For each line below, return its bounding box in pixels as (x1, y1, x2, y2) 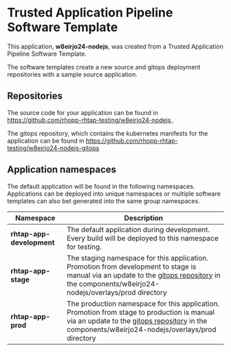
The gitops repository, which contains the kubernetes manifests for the (7, 129, 208, 137)
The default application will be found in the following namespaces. (7, 182, 195, 190)
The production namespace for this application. (66, 298, 220, 308)
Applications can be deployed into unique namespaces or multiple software (7, 189, 221, 198)
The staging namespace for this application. (66, 253, 208, 262)
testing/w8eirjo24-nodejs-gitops (7, 143, 100, 152)
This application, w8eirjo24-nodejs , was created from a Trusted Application (7, 42, 223, 50)
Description (124, 213, 164, 222)
